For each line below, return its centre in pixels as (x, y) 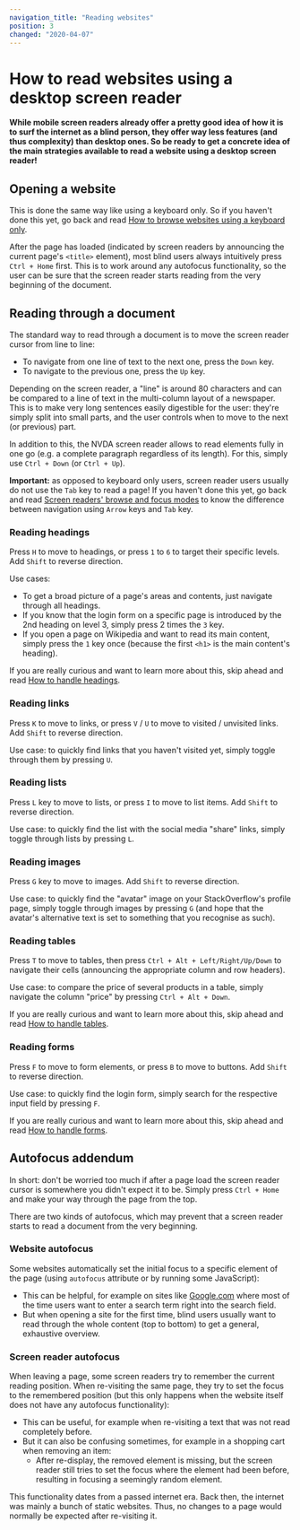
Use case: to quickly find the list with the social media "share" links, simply (147, 829)
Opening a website (63, 189)
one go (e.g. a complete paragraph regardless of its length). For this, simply (149, 453)
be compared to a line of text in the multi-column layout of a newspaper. (142, 398)
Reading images (45, 862)
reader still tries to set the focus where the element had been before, (163, 1470)
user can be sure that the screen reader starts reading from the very (135, 275)
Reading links (39, 703)
